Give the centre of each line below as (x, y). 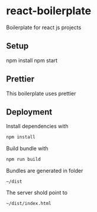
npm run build (24, 159)
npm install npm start (32, 60)
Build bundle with (27, 148)
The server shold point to (37, 193)
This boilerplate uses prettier (41, 93)
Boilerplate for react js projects (44, 27)
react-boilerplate (49, 11)
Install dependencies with (37, 126)
